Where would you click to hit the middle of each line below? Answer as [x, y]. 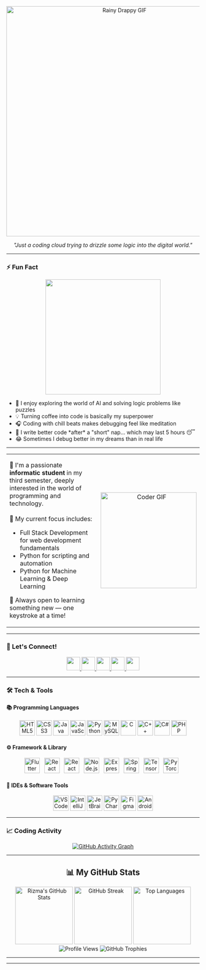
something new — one [42, 608]
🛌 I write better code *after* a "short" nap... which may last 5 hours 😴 [105, 432]
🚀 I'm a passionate [36, 465]
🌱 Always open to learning [47, 600]
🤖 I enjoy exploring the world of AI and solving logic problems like [98, 403]
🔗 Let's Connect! [32, 646]
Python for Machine [48, 571]
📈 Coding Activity [34, 831]
